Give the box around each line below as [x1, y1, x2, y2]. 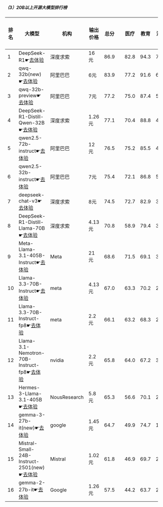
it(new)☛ [18, 424, 40, 431]
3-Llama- [18, 390, 42, 397]
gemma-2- [18, 479, 46, 486]
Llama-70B [18, 224, 45, 231]
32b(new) [18, 71, 42, 78]
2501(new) [18, 464, 45, 471]
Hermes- [18, 384, 40, 391]
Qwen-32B [18, 119, 45, 126]
